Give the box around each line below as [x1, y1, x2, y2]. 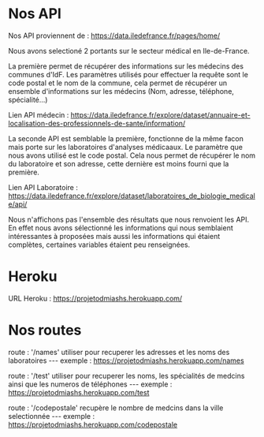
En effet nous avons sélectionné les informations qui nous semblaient [8, 222, 234, 233]
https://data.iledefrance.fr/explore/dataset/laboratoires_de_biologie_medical [8, 191, 256, 200]
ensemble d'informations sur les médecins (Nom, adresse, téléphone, [8, 86, 235, 95]
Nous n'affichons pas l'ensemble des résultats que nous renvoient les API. [8, 215, 250, 224]
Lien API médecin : [8, 110, 69, 119]
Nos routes [8, 321, 82, 339]
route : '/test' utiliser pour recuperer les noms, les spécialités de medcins [8, 371, 245, 380]
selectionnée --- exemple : [8, 411, 95, 420]
